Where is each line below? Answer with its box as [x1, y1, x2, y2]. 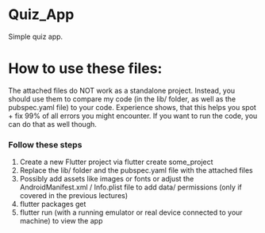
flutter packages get [19, 200, 86, 209]
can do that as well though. [8, 119, 98, 128]
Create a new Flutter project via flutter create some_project [19, 157, 213, 167]
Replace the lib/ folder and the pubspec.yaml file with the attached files [19, 166, 253, 175]
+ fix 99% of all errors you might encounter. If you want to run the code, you [8, 111, 258, 120]
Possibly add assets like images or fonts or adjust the [19, 174, 194, 184]
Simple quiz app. [8, 32, 63, 41]
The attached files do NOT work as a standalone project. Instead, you [8, 86, 236, 95]
